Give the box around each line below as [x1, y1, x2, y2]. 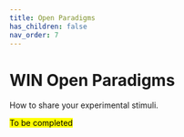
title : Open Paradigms [9, 13, 96, 23]
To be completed [9, 118, 73, 129]
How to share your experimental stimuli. [9, 100, 159, 111]
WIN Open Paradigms [9, 69, 176, 90]
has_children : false [9, 22, 88, 31]
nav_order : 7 [9, 30, 59, 39]
